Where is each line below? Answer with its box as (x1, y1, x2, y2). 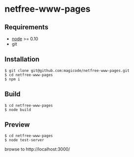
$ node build (4, 107, 31, 112)
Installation (4, 55, 40, 64)
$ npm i (4, 77, 21, 82)
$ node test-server (4, 138, 45, 143)
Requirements (4, 23, 48, 31)
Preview (4, 121, 30, 129)
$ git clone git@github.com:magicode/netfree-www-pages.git (4, 68, 130, 73)
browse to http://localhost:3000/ (4, 146, 70, 152)
